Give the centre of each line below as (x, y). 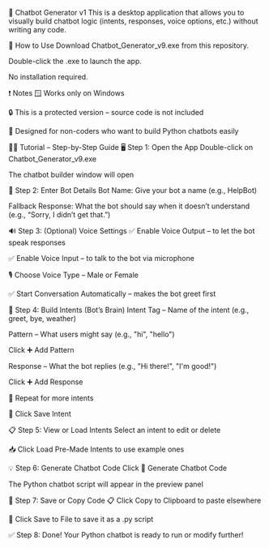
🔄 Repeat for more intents (51, 398)
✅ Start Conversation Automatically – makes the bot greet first (112, 293)
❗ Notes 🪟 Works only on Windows (66, 93)
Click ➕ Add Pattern (41, 350)
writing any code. (37, 30)
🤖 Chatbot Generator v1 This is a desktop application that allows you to (126, 13)
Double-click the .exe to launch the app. (75, 61)
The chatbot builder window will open (71, 175)
